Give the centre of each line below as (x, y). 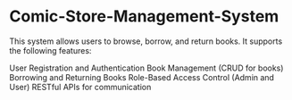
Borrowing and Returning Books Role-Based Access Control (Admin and (142, 77)
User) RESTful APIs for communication (80, 87)
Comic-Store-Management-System (144, 17)
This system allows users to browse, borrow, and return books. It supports (146, 41)
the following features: (50, 50)
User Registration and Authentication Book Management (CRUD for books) (146, 68)
